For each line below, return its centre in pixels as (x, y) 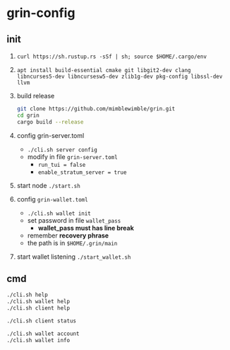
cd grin (28, 115)
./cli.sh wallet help (38, 302)
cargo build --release (50, 122)
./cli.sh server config (62, 150)
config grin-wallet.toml (53, 199)
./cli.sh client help (38, 308)
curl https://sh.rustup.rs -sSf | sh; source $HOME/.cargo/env (112, 57)
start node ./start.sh (48, 185)
